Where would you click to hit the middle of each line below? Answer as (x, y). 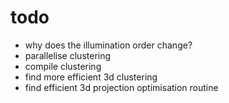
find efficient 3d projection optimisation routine (121, 87)
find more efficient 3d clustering (91, 77)
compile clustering (63, 66)
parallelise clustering (68, 55)
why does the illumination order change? (108, 45)
